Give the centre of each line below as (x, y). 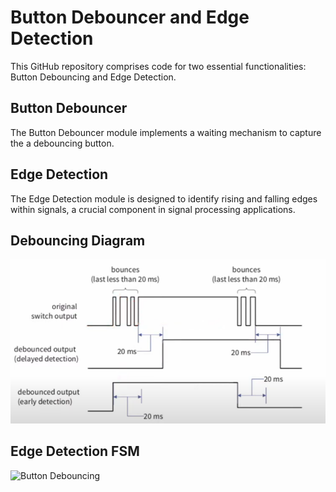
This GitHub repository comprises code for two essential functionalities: (158, 66)
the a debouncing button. (62, 143)
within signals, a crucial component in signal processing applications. (153, 209)
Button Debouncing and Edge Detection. (93, 77)
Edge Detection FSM (75, 451)
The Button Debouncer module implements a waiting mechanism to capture (166, 132)
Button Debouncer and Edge (130, 17)
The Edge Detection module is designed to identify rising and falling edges (164, 198)
